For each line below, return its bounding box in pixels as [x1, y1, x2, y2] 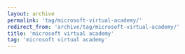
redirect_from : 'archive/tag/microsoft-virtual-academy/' [7, 23, 180, 30]
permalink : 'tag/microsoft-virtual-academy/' [7, 17, 142, 24]
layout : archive [7, 10, 55, 18]
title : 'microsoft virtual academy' [7, 29, 114, 37]
